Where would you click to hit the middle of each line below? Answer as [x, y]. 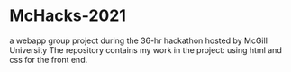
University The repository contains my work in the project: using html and [145, 49]
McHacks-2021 [68, 16]
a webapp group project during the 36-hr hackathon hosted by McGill [139, 40]
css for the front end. [49, 59]
